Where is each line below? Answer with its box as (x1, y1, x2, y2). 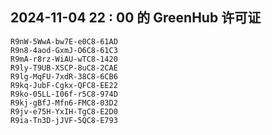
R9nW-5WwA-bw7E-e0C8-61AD (10, 36, 118, 47)
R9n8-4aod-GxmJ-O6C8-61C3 (10, 45, 118, 55)
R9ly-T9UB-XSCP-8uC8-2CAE (10, 63, 118, 73)
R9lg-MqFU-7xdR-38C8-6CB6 (10, 71, 118, 82)
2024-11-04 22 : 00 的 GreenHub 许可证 (10, 9, 262, 27)
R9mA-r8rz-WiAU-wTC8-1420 (10, 54, 118, 64)
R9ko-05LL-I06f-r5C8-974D (10, 89, 118, 99)
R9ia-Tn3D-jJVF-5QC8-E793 (10, 115, 118, 125)
